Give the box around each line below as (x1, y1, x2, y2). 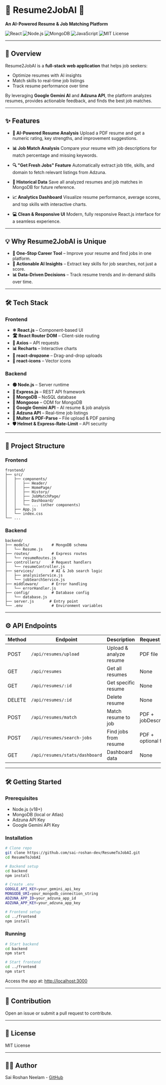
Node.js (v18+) (12, 806, 42, 812)
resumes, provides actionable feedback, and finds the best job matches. (5, 98, 152, 104)
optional (139, 737, 159, 744)
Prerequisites (5, 795, 38, 802)
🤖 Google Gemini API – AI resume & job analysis (12, 405, 110, 411)
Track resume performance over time (12, 83, 88, 89)
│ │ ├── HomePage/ (5, 485, 52, 490)
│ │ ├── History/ (5, 489, 50, 495)
